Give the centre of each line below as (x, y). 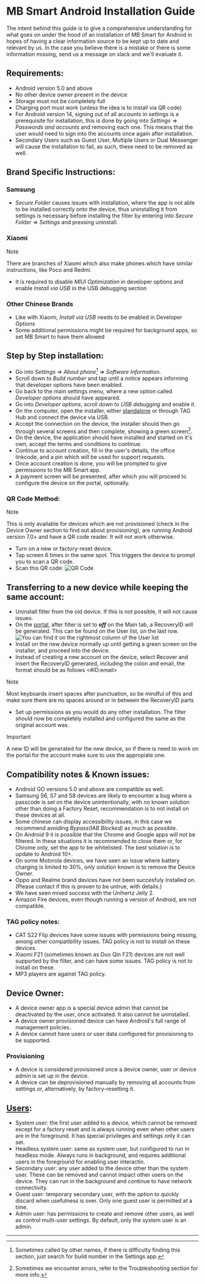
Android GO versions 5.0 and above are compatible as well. (90, 789)
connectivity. (31, 1188)
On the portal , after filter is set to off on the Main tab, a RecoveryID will (104, 625)
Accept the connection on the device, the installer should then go (97, 423)
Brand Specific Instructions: (61, 172)
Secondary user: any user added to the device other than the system (102, 1169)
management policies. (43, 1027)
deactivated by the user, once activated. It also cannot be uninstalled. (103, 1015)
